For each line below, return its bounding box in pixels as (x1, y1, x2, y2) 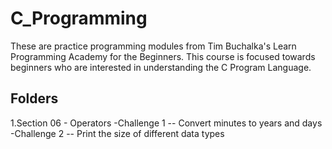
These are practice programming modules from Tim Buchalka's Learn (10, 40, 297, 52)
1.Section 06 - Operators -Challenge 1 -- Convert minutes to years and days (10, 117, 323, 129)
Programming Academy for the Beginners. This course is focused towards (10, 50, 316, 62)
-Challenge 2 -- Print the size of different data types (10, 127, 225, 139)
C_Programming (10, 7, 148, 30)
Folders (10, 90, 59, 107)
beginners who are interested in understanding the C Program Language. (10, 61, 312, 73)
